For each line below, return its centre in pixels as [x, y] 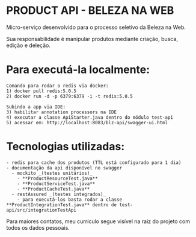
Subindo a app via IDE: [36, 107]
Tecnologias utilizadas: [66, 147]
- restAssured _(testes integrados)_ [59, 194]
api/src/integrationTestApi [41, 210]
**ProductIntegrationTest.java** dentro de [62, 205]
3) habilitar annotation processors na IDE [62, 112]
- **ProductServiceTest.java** [56, 184]
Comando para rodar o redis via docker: [58, 86]
